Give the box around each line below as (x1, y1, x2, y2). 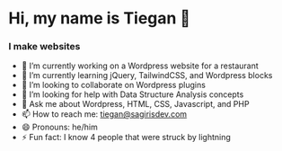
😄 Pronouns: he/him (21, 121, 98, 133)
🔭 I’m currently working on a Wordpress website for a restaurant (21, 60, 260, 71)
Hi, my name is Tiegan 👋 (8, 8, 190, 29)
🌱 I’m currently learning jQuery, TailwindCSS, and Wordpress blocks (21, 70, 273, 81)
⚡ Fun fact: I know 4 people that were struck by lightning (21, 132, 231, 143)
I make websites (8, 40, 81, 53)
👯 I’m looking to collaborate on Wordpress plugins (21, 80, 206, 91)
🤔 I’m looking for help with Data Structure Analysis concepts (21, 89, 244, 100)
